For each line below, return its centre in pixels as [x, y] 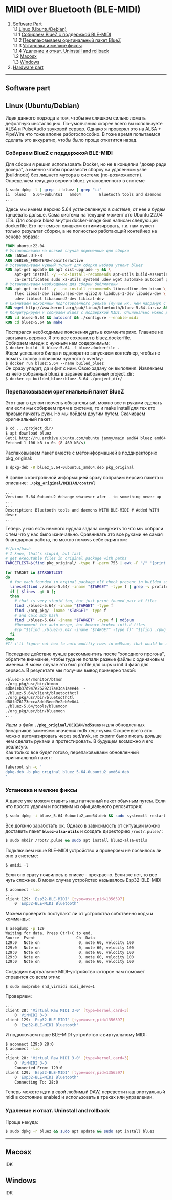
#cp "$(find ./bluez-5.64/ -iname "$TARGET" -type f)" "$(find [83, 629]
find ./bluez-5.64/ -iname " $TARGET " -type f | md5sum [74, 620]
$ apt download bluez [28, 434]
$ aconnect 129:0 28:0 [29, 1044]
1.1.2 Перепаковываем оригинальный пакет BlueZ [67, 40]
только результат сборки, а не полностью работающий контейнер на [81, 231]
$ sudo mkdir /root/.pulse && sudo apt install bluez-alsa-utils [76, 840]
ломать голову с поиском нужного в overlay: [54, 358]
